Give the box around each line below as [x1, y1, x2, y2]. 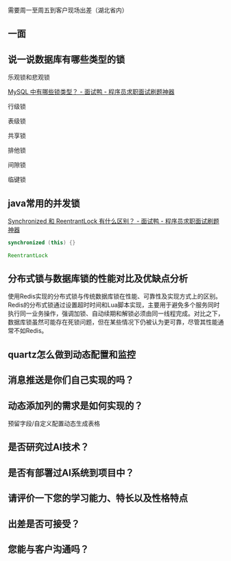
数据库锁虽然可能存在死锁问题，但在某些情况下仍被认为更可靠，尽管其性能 [8, 318, 218, 327]
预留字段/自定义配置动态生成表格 [8, 419, 101, 428]
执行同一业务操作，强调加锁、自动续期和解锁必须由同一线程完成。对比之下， [8, 309, 224, 318]
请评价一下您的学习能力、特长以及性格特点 [8, 492, 188, 504]
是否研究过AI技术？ [8, 441, 90, 453]
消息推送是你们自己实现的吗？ [8, 374, 134, 386]
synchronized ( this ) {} [8, 239, 76, 246]
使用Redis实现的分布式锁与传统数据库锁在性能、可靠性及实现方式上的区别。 [8, 292, 222, 300]
